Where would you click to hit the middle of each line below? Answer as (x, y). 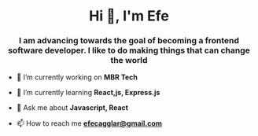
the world (129, 61)
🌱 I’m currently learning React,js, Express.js (88, 93)
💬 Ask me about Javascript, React (72, 108)
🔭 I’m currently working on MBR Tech (77, 77)
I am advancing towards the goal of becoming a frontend (129, 41)
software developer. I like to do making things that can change (129, 50)
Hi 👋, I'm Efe (129, 16)
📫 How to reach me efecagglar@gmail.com (89, 123)
